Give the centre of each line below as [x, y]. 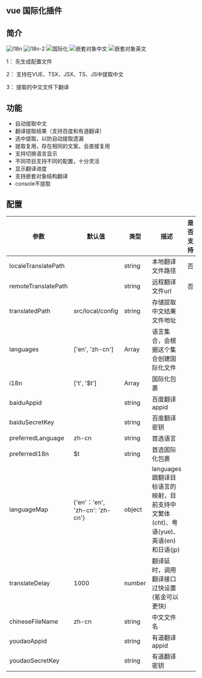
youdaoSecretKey [35, 661]
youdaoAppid [28, 641]
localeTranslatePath [37, 265]
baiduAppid [26, 402]
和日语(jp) [166, 549]
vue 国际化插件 [34, 11]
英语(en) [164, 540]
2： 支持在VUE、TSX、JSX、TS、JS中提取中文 [65, 75]
